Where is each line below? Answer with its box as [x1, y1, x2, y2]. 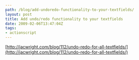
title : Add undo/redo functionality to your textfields [5, 16, 123, 21]
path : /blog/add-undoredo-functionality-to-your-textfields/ [5, 7, 135, 12]
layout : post [5, 12, 32, 17]
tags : [5, 26, 16, 31]
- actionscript [5, 30, 37, 35]
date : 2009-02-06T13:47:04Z [5, 21, 64, 26]
